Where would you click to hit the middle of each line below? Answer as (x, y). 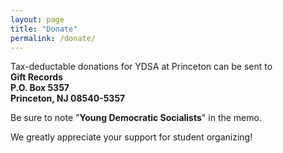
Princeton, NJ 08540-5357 (68, 98)
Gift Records (36, 77)
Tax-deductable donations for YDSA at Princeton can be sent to (141, 67)
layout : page (37, 19)
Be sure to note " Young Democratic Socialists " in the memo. (136, 118)
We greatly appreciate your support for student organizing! (131, 137)
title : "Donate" (44, 29)
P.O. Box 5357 (40, 88)
